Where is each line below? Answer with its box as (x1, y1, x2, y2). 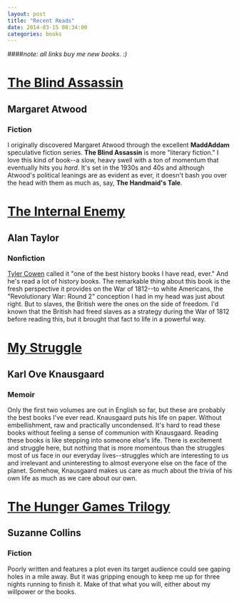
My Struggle (7, 340, 82, 356)
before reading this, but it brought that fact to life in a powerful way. (7, 315, 206, 323)
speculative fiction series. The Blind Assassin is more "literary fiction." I (7, 148, 219, 157)
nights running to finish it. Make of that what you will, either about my (7, 579, 211, 588)
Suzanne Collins (7, 527, 81, 539)
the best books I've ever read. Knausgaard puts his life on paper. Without (7, 413, 223, 421)
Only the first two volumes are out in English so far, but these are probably (7, 406, 226, 414)
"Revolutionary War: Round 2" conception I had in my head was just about (7, 292, 225, 300)
